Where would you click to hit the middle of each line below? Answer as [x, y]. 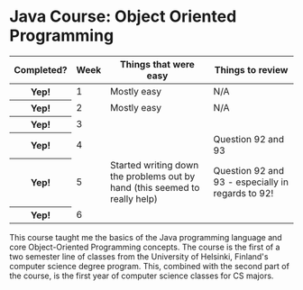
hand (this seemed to [155, 188]
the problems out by [152, 177]
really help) [133, 199]
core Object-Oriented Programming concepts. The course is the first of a [145, 247]
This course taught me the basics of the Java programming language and [146, 237]
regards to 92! [243, 194]
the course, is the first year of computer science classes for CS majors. [142, 276]
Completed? [41, 69]
